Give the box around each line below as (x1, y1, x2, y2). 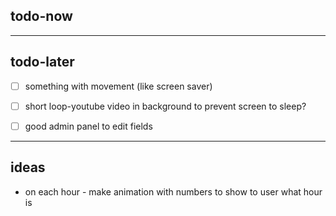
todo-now (10, 8, 73, 25)
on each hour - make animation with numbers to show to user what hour (24, 185, 323, 198)
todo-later (10, 54, 75, 71)
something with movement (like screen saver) (24, 80, 213, 92)
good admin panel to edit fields (24, 120, 153, 132)
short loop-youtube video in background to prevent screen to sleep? (24, 100, 307, 112)
